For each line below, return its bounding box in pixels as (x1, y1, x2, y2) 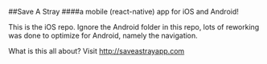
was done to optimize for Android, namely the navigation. (8, 31, 199, 40)
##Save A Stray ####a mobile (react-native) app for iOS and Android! (8, 7, 240, 16)
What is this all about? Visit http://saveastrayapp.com (8, 46, 185, 55)
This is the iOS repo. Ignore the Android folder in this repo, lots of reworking (8, 22, 260, 31)
